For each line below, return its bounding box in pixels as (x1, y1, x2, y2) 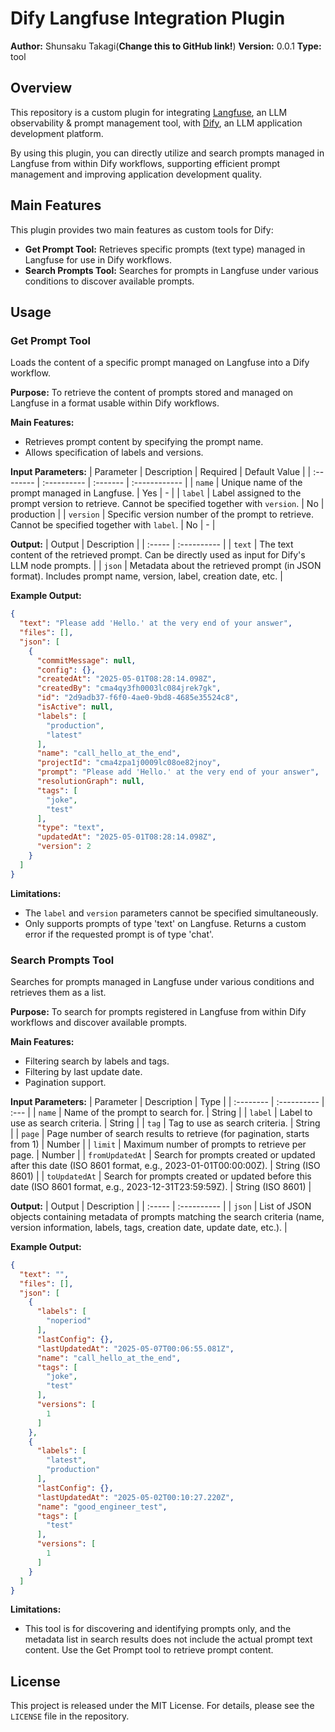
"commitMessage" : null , (36, 655, 137, 666)
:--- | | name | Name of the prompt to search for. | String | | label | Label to (10, 1106, 313, 1118)
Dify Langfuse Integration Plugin (10, 7, 286, 30)
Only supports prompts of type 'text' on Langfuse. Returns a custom (24, 917, 307, 929)
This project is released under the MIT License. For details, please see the (10, 1700, 315, 1712)
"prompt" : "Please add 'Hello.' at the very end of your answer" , (36, 767, 320, 777)
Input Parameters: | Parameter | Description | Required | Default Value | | (10, 466, 312, 478)
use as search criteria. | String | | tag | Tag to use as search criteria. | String (10, 1117, 321, 1129)
